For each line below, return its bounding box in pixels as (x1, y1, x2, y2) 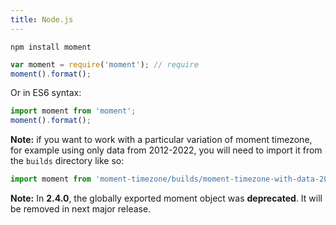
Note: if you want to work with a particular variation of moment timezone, (10, 134, 313, 146)
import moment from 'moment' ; (10, 106, 137, 116)
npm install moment (10, 42, 92, 52)
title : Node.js (10, 14, 74, 25)
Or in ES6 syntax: (10, 87, 82, 99)
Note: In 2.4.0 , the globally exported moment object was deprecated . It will (10, 192, 323, 204)
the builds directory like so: (10, 155, 125, 167)
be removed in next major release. (10, 203, 152, 215)
